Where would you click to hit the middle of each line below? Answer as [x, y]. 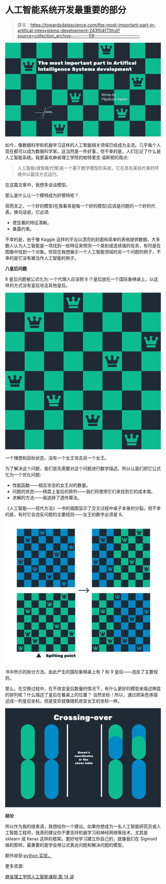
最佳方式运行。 [45, 174]
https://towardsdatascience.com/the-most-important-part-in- [93, 25]
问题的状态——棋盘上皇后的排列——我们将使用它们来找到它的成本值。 [84, 491]
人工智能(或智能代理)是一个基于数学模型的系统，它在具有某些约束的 [86, 168]
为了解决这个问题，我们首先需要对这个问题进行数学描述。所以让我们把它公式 [83, 468]
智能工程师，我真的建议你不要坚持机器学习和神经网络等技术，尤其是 [79, 833]
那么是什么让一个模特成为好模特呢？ [42, 195]
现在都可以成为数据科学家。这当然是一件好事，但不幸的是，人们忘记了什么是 [83, 151]
